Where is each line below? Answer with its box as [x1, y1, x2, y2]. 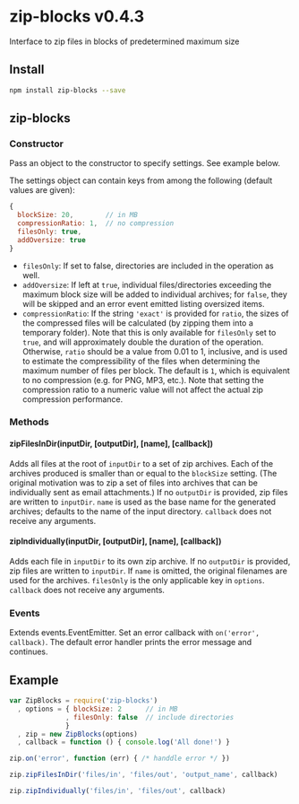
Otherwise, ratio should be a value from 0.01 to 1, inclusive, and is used [21, 345, 288, 356]
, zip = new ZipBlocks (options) [17, 730, 139, 738]
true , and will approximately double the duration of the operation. [21, 336, 264, 347]
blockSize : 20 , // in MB [17, 211, 139, 220]
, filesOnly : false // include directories [65, 712, 235, 721]
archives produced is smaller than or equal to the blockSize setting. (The [9, 468, 278, 478]
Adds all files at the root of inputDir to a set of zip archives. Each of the [9, 458, 274, 468]
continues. [9, 646, 48, 657]
